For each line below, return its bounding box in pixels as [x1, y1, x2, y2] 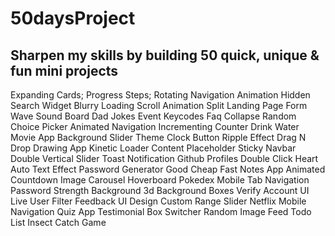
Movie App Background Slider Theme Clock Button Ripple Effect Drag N [10, 132, 307, 143]
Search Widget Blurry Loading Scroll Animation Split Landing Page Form [10, 100, 308, 111]
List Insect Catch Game [10, 217, 107, 228]
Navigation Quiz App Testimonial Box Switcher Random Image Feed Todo [10, 206, 312, 217]
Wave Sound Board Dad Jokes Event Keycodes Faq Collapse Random [10, 110, 297, 122]
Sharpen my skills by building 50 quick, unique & [10, 47, 320, 64]
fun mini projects [10, 62, 119, 79]
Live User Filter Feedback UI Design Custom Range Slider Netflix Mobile [10, 195, 307, 207]
